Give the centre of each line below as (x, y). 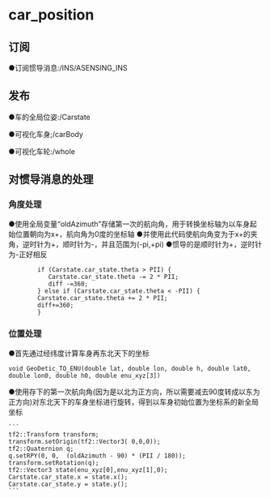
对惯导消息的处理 (51, 180)
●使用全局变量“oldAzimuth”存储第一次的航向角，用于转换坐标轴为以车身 (129, 224)
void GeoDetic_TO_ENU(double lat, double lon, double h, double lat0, (130, 368)
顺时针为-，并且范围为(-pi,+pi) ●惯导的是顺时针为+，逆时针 (162, 244)
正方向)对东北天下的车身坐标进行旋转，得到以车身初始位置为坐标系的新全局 (134, 401)
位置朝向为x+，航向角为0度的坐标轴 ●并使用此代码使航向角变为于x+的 (133, 234)
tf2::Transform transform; (54, 434)
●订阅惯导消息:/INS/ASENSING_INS (68, 68)
